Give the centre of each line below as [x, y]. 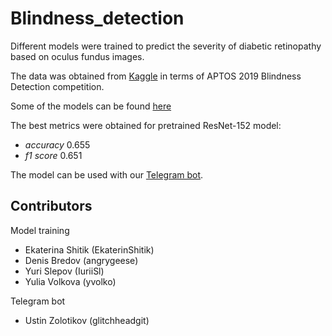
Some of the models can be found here [91, 106]
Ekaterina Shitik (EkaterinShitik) [89, 249]
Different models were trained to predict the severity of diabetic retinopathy [166, 46]
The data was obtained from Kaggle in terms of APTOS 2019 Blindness [156, 76]
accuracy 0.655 [57, 144]
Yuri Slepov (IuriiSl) [64, 271]
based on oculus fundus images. [77, 56]
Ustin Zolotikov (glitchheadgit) [87, 320]
